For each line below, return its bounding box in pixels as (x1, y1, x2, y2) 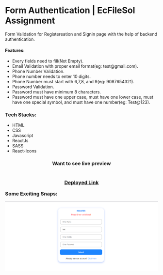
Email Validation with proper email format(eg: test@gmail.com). (12, 63, 138, 69)
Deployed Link (64, 179, 99, 186)
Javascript (12, 133, 33, 138)
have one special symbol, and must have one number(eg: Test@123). (12, 99, 150, 105)
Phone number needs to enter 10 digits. (12, 74, 91, 79)
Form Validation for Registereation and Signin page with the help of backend (5, 31, 158, 37)
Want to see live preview (52, 160, 111, 167)
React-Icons (12, 148, 37, 154)
